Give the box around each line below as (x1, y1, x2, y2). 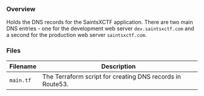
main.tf (9, 77, 32, 83)
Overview (6, 5, 36, 13)
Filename (9, 62, 36, 71)
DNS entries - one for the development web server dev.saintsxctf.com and (6, 25, 194, 32)
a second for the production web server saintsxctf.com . (6, 31, 147, 39)
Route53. (42, 80, 69, 88)
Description (101, 62, 136, 71)
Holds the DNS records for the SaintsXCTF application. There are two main (6, 19, 193, 26)
